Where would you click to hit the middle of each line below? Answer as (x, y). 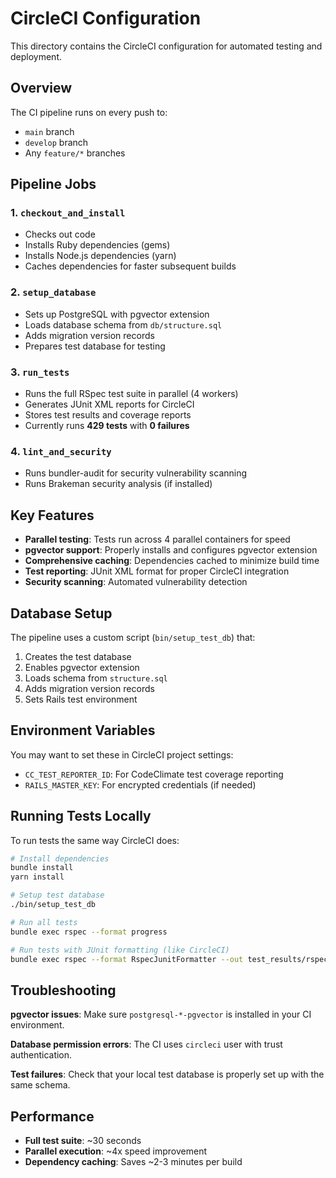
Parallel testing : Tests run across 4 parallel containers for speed (157, 539)
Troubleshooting (63, 990)
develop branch (56, 142)
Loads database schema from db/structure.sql (123, 324)
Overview (41, 88)
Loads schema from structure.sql (96, 678)
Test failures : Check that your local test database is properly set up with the (167, 1074)
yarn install (37, 877)
